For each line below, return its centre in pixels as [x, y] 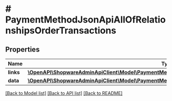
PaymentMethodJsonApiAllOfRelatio [85, 20]
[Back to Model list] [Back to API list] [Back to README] [64, 93]
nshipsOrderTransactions [61, 31]
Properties [23, 49]
